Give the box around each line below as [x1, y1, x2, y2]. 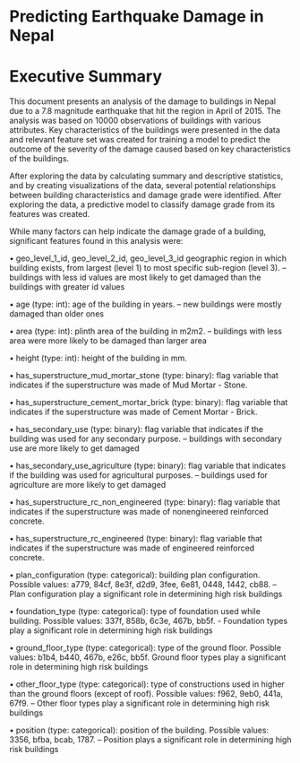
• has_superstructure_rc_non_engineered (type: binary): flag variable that [9, 497, 280, 507]
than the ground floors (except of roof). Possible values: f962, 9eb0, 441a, [9, 689, 284, 699]
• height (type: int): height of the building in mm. [9, 352, 188, 364]
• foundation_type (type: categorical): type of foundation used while [9, 606, 261, 617]
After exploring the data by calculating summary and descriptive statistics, [9, 170, 284, 181]
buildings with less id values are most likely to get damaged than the [9, 272, 261, 283]
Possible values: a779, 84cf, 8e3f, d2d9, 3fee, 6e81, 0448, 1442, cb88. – [9, 579, 278, 590]
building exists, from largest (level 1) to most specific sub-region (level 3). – [9, 263, 287, 273]
